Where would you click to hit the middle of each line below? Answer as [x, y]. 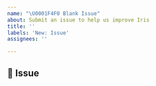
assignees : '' [28, 39]
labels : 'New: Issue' [38, 33]
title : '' [21, 26]
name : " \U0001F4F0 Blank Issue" [53, 13]
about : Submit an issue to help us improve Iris [78, 20]
